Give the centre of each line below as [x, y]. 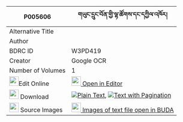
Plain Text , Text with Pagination [124, 95]
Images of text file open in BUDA [128, 110]
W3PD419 [86, 51]
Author [19, 41]
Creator [20, 61]
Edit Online [34, 84]
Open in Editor [103, 84]
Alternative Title [31, 31]
